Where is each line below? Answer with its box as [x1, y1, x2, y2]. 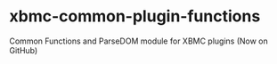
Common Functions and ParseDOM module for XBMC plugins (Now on [9, 36, 269, 46]
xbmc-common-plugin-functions [9, 6, 261, 27]
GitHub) [9, 44, 38, 55]
